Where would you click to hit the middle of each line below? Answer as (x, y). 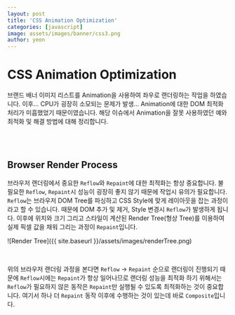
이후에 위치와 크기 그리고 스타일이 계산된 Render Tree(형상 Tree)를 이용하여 (120, 218)
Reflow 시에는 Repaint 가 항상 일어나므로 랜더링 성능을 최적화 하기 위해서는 (121, 278)
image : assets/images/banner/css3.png (64, 33)
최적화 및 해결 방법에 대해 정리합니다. (58, 122)
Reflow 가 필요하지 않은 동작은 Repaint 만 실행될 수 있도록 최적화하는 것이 (106, 286)
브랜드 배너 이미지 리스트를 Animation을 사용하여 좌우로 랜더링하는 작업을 (108, 95)
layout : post (26, 14)
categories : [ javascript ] (45, 27)
